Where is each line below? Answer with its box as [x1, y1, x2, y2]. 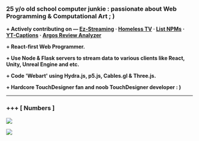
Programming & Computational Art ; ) [6, 12, 115, 20]
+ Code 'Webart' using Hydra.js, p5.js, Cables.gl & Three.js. [6, 73, 156, 80]
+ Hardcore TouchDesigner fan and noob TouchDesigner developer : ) [6, 84, 182, 91]
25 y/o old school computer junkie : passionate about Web [6, 5, 177, 13]
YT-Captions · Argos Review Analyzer [6, 32, 102, 39]
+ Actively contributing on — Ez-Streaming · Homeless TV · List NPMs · [6, 25, 185, 32]
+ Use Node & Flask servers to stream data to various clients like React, [6, 55, 185, 62]
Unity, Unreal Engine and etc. [6, 61, 80, 68]
